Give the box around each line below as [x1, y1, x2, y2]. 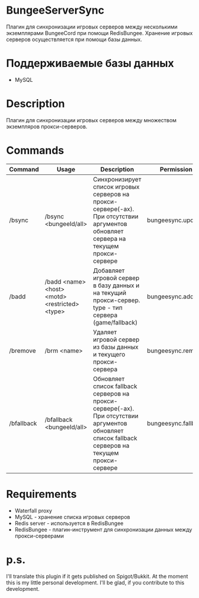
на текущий [92, 288, 126, 297]
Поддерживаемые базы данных [6, 57, 175, 70]
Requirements [6, 487, 77, 501]
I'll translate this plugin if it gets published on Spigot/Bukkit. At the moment [6, 572, 188, 580]
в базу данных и [92, 281, 140, 290]
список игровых [92, 182, 140, 190]
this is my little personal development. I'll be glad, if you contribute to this [6, 579, 185, 586]
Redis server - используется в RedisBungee [14, 520, 124, 527]
